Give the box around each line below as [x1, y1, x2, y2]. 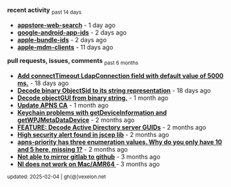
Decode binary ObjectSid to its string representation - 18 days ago [17, 86, 211, 94]
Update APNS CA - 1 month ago [17, 100, 109, 109]
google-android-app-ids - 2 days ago [17, 28, 127, 37]
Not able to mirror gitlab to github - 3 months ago [17, 152, 160, 161]
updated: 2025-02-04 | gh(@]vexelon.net [7, 173, 107, 180]
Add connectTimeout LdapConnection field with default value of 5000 [17, 71, 224, 80]
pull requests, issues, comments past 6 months [7, 56, 138, 66]
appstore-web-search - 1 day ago [17, 21, 116, 29]
